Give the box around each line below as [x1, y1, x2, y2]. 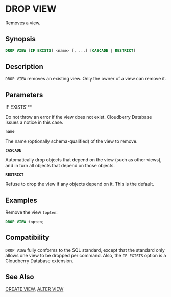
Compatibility [5, 233, 50, 242]
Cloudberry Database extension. [5, 258, 74, 264]
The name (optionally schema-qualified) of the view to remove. [5, 138, 138, 144]
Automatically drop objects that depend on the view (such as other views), [5, 157, 162, 163]
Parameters [5, 90, 43, 99]
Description [5, 62, 43, 71]
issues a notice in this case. [5, 119, 64, 125]
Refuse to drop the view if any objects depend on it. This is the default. [5, 181, 154, 187]
